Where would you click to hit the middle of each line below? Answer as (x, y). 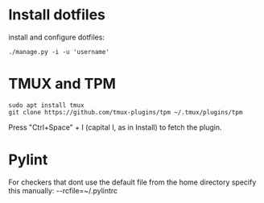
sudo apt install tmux (46, 105)
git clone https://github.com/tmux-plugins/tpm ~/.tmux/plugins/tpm (126, 112)
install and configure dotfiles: (56, 37)
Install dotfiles (57, 15)
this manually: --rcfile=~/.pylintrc (63, 190)
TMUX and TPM (62, 84)
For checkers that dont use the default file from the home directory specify (132, 182)
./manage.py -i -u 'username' (59, 52)
